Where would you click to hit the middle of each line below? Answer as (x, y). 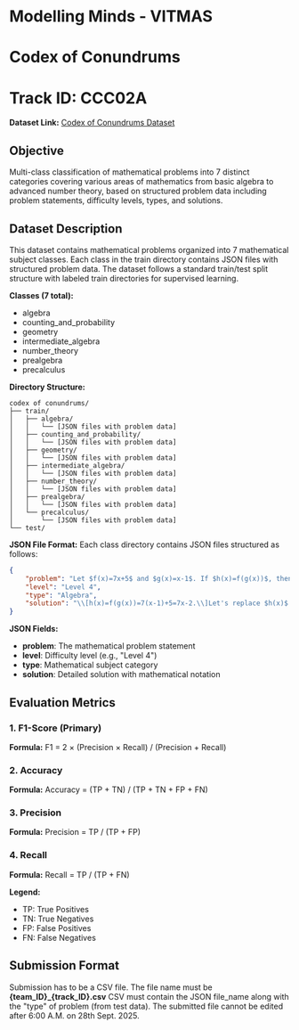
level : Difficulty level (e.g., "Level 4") (89, 656)
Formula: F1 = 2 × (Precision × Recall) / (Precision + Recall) (118, 747)
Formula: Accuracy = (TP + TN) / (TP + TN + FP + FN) (109, 789)
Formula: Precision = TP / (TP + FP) (75, 832)
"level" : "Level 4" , (63, 587)
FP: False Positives (57, 928)
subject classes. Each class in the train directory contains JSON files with (144, 259)
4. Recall (28, 855)
